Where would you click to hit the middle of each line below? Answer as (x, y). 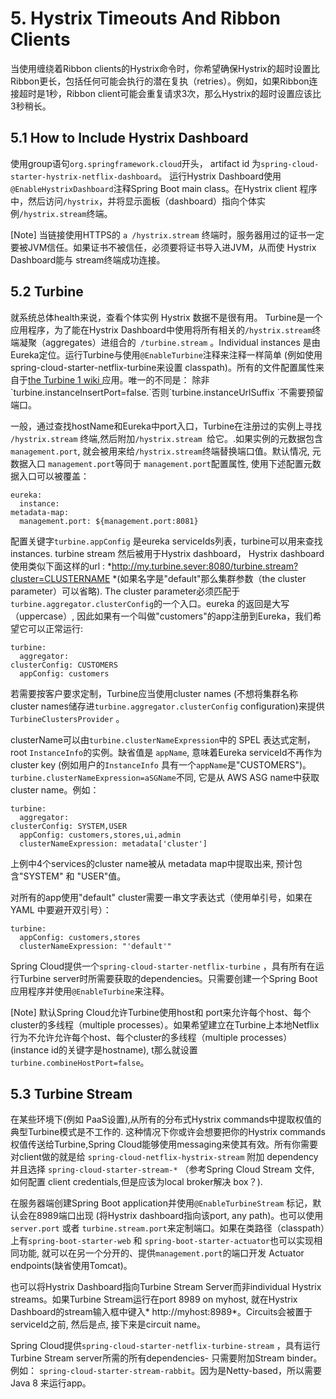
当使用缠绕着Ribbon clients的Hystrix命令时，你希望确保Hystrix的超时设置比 (165, 68)
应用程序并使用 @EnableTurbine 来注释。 (90, 991)
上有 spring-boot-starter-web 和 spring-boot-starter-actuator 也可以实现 (162, 1241)
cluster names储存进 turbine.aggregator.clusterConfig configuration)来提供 (167, 706)
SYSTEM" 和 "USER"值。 (75, 876)
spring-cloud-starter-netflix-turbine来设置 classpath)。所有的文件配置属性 (163, 367)
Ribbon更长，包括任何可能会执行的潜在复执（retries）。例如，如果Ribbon (160, 81)
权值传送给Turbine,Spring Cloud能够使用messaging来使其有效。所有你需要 (164, 1144)
